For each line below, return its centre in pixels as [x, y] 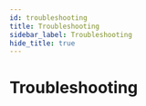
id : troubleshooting [49, 18]
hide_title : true [42, 43]
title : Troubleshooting [55, 26]
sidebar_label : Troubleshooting [71, 34]
